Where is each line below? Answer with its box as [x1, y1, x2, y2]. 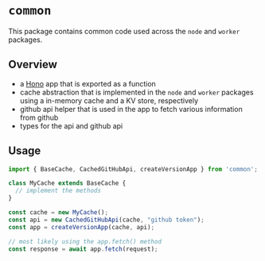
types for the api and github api [19, 121, 123, 130]
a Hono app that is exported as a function [19, 79, 157, 88]
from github [19, 113, 59, 122]
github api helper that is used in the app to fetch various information [19, 104, 243, 113]
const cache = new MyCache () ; [8, 209, 109, 217]
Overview [8, 58, 58, 71]
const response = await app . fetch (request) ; [8, 245, 158, 253]
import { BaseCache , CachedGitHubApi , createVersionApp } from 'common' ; [8, 165, 259, 173]
